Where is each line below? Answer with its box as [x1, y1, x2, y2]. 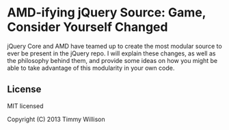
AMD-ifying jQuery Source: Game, [7, 5, 206, 21]
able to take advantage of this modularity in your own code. [7, 64, 175, 72]
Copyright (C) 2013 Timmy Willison [7, 115, 105, 123]
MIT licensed [7, 101, 44, 110]
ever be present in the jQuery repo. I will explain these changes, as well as [7, 49, 216, 57]
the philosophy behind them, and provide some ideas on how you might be [7, 56, 217, 64]
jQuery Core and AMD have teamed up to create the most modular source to [7, 42, 222, 50]
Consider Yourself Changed [7, 19, 168, 35]
